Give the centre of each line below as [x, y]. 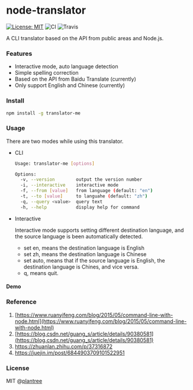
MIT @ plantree [24, 381]
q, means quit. [41, 273]
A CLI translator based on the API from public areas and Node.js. [85, 38]
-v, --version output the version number [81, 180]
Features [19, 53]
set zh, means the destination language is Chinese [85, 254]
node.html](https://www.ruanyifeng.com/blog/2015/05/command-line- [101, 321]
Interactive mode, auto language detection [66, 66]
